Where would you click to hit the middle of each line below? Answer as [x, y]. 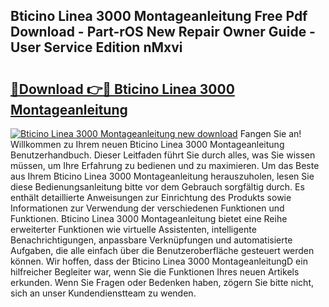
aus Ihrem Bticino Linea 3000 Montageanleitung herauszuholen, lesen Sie [162, 176]
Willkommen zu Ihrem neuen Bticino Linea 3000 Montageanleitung [147, 144]
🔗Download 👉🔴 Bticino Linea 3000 [122, 89]
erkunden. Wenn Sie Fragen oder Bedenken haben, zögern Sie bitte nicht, [162, 282]
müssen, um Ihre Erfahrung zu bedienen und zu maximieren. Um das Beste [165, 165]
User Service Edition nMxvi [96, 47]
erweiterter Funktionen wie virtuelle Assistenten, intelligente [133, 229]
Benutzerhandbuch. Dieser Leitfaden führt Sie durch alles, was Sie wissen [163, 155]
